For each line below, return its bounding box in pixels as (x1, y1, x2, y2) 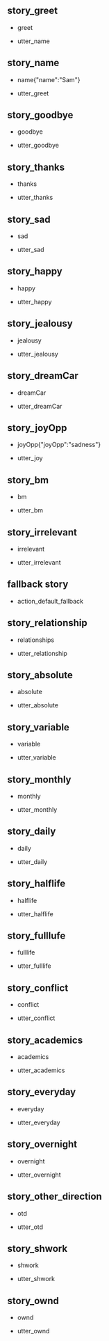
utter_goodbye (17, 141, 59, 150)
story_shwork (7, 1242, 68, 1255)
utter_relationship (17, 649, 68, 657)
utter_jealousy (17, 350, 59, 358)
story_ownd (7, 1294, 59, 1307)
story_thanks (7, 161, 65, 173)
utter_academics (17, 1066, 65, 1074)
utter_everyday (17, 1118, 60, 1127)
